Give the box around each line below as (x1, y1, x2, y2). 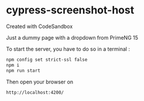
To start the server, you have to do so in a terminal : (6, 45, 131, 53)
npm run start (6, 68, 41, 74)
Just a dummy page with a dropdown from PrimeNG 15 (6, 34, 139, 41)
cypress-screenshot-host (6, 4, 135, 17)
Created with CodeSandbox (6, 23, 73, 30)
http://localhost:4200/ (6, 89, 64, 95)
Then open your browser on (6, 78, 74, 85)
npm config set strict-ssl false (6, 57, 88, 62)
